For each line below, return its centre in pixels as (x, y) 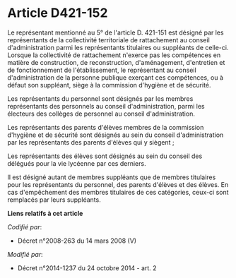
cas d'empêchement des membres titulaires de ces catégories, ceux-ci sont (118, 192)
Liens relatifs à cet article (45, 213)
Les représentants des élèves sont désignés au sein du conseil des (105, 156)
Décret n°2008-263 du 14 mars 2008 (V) (77, 241)
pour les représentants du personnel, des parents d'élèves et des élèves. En (118, 184)
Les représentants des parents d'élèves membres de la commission (106, 127)
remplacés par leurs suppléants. (54, 200)
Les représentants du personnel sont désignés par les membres (100, 98)
